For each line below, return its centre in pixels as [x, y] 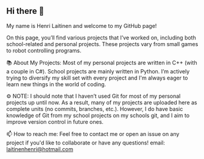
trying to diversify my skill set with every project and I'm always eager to [97, 78]
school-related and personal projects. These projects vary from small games [102, 44]
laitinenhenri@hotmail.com [40, 149]
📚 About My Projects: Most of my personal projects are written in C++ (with [102, 63]
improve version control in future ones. [55, 121]
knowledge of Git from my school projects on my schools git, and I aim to [98, 115]
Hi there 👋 [25, 11]
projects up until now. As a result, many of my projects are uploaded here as [102, 102]
